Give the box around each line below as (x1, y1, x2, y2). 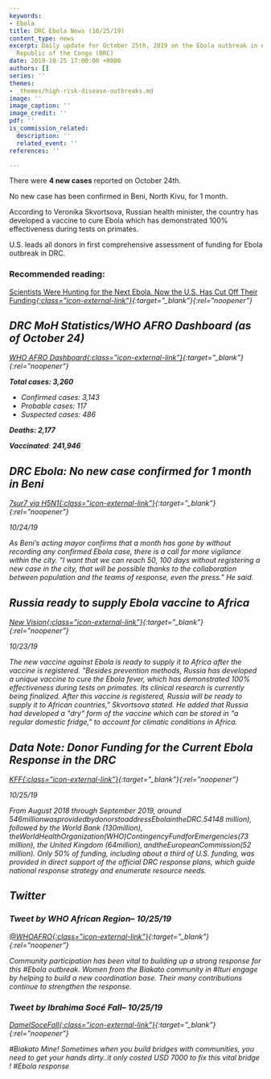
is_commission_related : (9, 124, 89, 132)
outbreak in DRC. (9, 248, 66, 258)
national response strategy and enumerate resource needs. (9, 865, 207, 875)
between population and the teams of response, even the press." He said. (9, 573, 254, 582)
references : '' (9, 147, 60, 155)
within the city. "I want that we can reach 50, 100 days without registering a (9, 556, 261, 565)
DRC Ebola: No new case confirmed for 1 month (9, 465, 252, 478)
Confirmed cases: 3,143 (20, 393, 100, 402)
